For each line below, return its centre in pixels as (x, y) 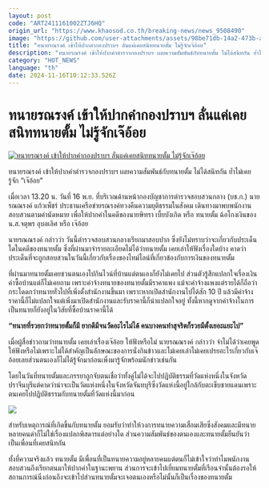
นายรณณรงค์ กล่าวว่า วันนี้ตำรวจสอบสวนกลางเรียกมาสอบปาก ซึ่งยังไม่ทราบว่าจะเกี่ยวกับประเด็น (133, 239)
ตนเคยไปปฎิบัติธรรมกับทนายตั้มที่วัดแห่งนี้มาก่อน (72, 393)
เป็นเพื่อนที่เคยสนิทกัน (37, 442)
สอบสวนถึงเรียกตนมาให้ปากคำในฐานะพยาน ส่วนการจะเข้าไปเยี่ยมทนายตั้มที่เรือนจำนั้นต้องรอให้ (132, 468)
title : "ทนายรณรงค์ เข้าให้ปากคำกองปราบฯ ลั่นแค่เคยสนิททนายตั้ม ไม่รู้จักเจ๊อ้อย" (108, 46)
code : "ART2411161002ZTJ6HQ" (57, 23)
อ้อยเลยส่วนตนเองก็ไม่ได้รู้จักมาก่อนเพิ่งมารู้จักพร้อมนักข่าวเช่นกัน (93, 359)
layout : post (30, 16)
